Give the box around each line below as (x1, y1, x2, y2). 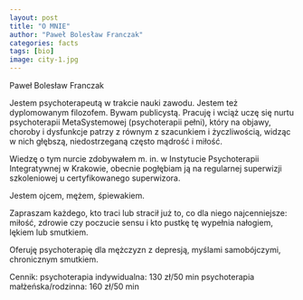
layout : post (9, 13, 59, 23)
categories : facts (9, 38, 79, 48)
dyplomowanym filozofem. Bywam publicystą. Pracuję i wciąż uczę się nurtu (9, 108, 294, 117)
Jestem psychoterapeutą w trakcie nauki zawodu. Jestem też (9, 98, 238, 108)
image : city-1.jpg (9, 55, 79, 64)
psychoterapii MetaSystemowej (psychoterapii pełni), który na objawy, (9, 117, 271, 127)
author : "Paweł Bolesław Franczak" (9, 30, 144, 39)
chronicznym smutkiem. (9, 254, 99, 265)
